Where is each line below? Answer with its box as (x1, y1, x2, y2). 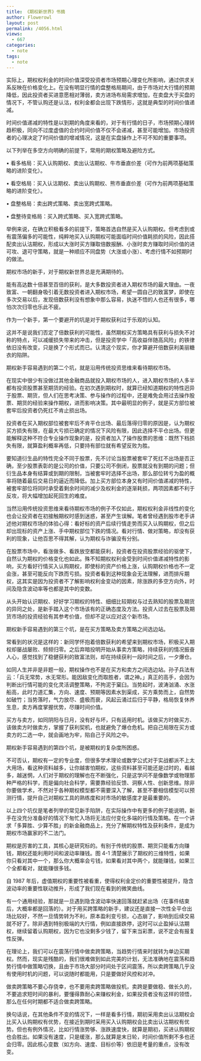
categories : (6, 43, 36, 49)
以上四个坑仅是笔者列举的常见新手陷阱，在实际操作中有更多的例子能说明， (6, 807, 190, 814)
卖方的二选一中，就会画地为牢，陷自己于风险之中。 (6, 731, 132, 738)
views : (6, 31, 23, 37)
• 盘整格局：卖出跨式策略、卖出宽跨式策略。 (6, 200, 115, 207)
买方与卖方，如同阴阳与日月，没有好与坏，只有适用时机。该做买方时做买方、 (6, 716, 195, 723)
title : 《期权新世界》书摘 (6, 8, 66, 15)
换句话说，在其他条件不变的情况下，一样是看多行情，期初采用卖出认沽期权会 (6, 1011, 195, 1018)
